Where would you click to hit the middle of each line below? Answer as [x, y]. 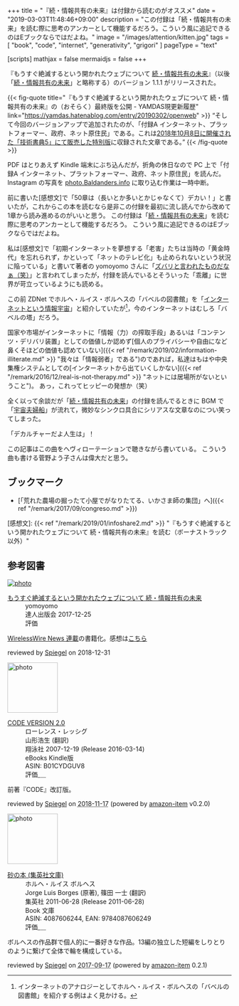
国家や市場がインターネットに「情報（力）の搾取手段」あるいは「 [104, 332]
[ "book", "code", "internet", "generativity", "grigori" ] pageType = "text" [113, 45]
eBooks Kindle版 [49, 758]
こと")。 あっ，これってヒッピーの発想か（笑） [82, 386]
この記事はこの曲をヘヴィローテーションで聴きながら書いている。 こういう [117, 449]
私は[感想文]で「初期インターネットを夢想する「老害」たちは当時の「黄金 [116, 248]
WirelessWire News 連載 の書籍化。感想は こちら [77, 638]
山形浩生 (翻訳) [47, 740]
